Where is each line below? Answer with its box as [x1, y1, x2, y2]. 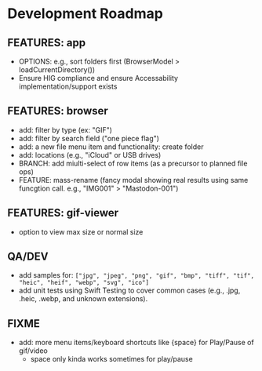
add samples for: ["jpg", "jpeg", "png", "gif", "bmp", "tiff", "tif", [18, 271, 255, 280]
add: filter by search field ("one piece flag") [18, 133, 160, 143]
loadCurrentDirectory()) [18, 65, 96, 75]
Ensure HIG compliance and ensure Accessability [18, 74, 178, 82]
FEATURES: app [7, 36, 86, 49]
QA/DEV [7, 250, 49, 264]
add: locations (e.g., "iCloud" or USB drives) [18, 150, 162, 159]
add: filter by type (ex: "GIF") [18, 125, 113, 134]
